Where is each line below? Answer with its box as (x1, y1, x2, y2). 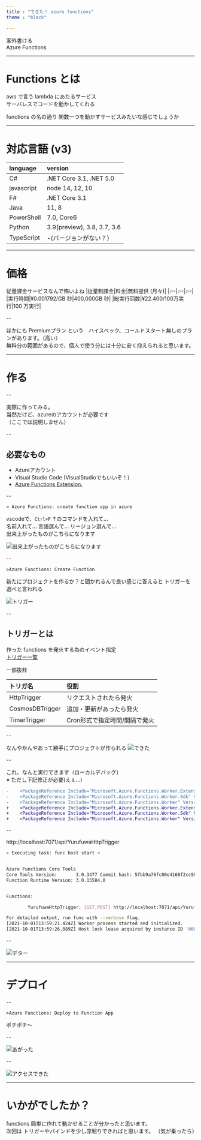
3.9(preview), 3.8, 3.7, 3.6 (47, 223, 121, 232)
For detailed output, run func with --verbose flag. (6, 915, 141, 921)
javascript (9, 184, 37, 193)
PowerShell (9, 214, 41, 222)
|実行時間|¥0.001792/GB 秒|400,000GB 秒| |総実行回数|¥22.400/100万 (6, 295, 179, 302)
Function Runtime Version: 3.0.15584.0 (6, 877, 106, 883)
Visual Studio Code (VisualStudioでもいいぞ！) (14, 474, 130, 481)
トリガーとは (6, 629, 54, 639)
